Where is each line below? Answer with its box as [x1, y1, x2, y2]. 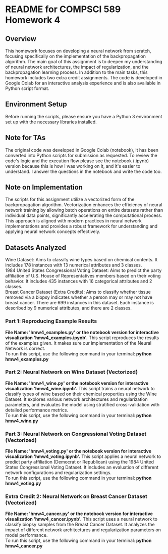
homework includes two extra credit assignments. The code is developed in [5, 75, 162, 80]
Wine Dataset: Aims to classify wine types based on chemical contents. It [5, 257, 158, 263]
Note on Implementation [5, 183, 83, 192]
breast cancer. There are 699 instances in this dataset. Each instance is [5, 300, 154, 306]
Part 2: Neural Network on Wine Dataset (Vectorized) [5, 368, 138, 376]
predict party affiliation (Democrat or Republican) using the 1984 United [5, 459, 154, 465]
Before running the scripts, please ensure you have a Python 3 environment [5, 113, 162, 119]
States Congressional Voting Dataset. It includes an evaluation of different [5, 464, 159, 471]
